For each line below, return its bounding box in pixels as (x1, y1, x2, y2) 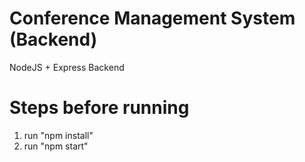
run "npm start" (23, 140, 89, 152)
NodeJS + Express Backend (9, 61, 125, 73)
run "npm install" (23, 129, 94, 141)
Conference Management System (9, 7, 296, 30)
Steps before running (9, 97, 190, 119)
